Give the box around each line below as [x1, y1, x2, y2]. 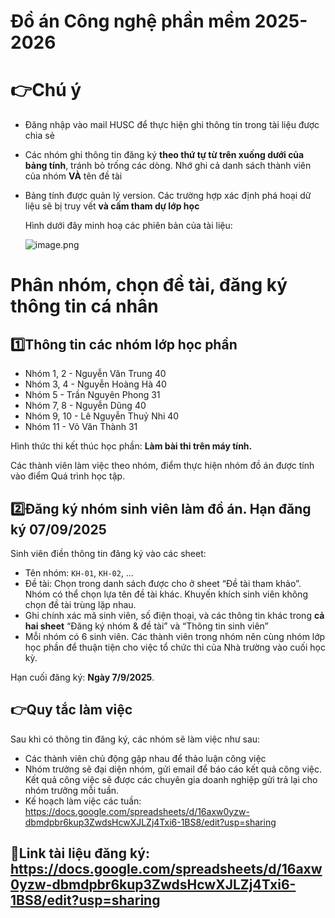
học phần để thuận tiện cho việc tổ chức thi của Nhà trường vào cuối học [24, 641, 326, 653]
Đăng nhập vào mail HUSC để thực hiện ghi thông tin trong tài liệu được [24, 119, 320, 131]
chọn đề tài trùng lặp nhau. [24, 598, 137, 610]
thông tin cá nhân [10, 295, 159, 318]
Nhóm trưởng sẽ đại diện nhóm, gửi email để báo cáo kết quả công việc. [24, 763, 323, 775]
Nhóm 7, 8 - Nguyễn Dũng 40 [24, 400, 147, 412]
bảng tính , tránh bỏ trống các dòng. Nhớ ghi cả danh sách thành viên [24, 160, 312, 172]
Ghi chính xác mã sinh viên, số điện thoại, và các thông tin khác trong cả [24, 609, 325, 621]
